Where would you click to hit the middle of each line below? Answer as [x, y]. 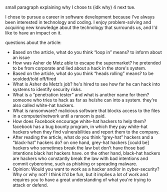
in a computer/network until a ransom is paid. [59, 116]
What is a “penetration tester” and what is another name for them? [81, 95]
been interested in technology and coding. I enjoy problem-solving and [78, 22]
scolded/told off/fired [34, 79]
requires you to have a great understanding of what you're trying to [82, 180]
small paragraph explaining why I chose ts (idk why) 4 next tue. [70, 7]
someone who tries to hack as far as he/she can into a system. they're [85, 100]
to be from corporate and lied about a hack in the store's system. [79, 68]
